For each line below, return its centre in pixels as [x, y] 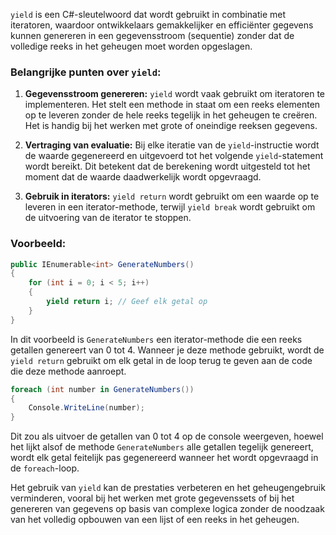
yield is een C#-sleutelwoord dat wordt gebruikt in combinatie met [148, 14]
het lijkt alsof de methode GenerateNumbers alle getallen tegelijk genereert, [162, 447]
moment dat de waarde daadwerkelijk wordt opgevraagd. [143, 177]
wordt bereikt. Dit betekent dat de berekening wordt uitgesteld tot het [167, 166]
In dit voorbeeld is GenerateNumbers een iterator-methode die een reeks [156, 339]
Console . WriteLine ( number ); [86, 408]
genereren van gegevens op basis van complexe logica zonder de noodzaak [167, 509]
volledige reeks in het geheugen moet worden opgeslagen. [131, 46]
